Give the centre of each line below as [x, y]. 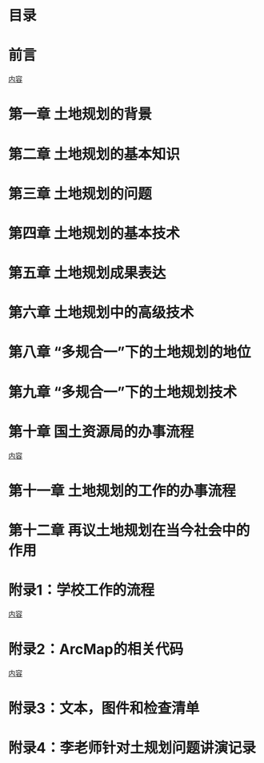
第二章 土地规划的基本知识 [94, 154]
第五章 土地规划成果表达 [87, 273]
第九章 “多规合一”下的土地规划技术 [123, 392]
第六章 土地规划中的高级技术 [101, 313]
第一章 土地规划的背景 [80, 114]
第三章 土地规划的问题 [80, 194]
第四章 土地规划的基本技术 [94, 233]
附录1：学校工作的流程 [82, 590]
